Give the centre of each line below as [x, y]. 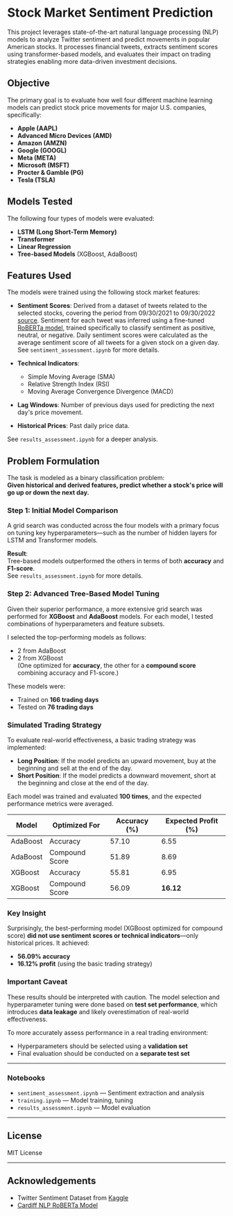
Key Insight [27, 913]
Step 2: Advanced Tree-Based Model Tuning [83, 594]
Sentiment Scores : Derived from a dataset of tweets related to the [112, 306]
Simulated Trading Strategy [54, 725]
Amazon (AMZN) [42, 143]
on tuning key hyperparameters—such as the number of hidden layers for [112, 533]
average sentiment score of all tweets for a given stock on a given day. [118, 343]
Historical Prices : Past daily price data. [73, 426]
